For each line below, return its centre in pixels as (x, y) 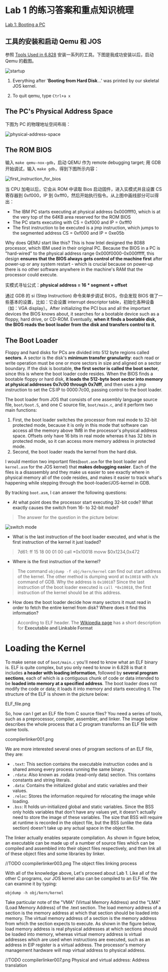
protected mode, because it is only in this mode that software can (80, 425)
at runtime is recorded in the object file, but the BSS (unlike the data (82, 823)
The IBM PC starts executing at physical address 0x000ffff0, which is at (86, 212)
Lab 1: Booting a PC (25, 24)
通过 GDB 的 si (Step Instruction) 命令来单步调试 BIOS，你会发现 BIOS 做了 (82, 296)
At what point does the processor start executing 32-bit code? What (83, 503)
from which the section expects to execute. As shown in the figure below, (81, 924)
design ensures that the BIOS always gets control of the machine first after (84, 259)
